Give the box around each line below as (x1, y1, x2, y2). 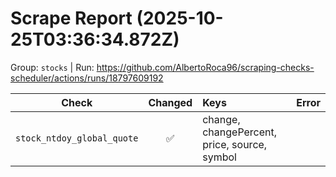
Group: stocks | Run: (10, 61, 95, 73)
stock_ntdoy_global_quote (15, 132, 139, 144)
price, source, (202, 137, 268, 151)
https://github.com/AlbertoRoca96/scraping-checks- (96, 61, 315, 73)
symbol (202, 150, 237, 164)
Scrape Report (10, 7, 133, 30)
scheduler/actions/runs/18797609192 (10, 72, 164, 84)
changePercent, (202, 125, 278, 139)
